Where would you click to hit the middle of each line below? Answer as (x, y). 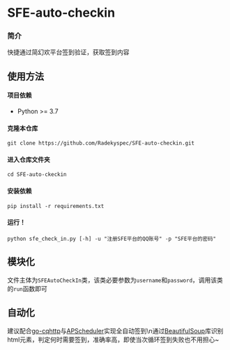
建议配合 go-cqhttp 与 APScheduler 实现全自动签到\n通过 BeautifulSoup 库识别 (115, 331)
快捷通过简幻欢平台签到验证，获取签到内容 (68, 52)
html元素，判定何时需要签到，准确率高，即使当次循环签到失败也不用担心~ (113, 340)
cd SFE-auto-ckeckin (37, 175)
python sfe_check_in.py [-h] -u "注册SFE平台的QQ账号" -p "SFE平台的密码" (112, 239)
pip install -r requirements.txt (56, 206)
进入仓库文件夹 (29, 159)
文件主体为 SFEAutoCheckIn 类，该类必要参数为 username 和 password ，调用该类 (115, 280)
